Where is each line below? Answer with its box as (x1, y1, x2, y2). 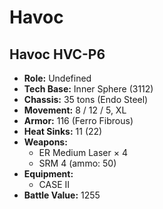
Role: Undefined (23, 72, 92, 84)
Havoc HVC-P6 (9, 46, 106, 63)
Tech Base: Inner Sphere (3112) (23, 83, 154, 95)
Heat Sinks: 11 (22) (23, 126, 103, 137)
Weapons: (23, 136, 68, 148)
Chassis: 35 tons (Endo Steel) (23, 94, 149, 105)
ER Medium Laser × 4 (38, 147, 128, 158)
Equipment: (23, 168, 74, 180)
